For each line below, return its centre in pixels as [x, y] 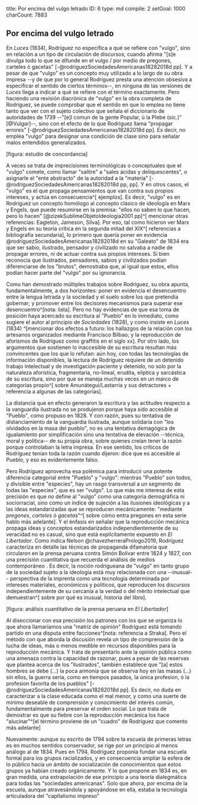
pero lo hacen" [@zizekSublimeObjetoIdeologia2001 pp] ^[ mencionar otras [97, 215]
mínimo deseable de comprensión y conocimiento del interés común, [90, 702]
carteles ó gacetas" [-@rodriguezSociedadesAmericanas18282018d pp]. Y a [99, 66]
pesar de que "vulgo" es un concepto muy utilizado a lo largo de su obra [95, 73]
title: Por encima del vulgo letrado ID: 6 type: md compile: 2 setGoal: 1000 [96, 9]
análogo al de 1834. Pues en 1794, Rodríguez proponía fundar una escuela [97, 752]
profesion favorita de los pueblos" [48, 683]
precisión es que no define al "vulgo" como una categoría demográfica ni [95, 496]
